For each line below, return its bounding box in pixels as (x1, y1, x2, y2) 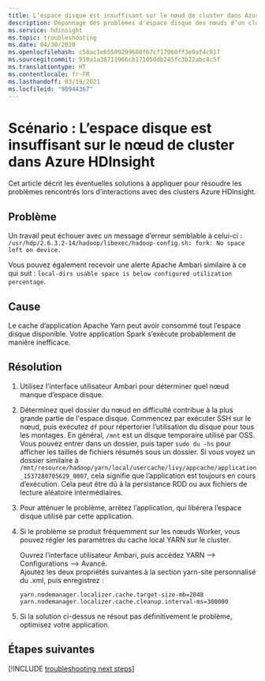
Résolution (8, 360, 62, 374)
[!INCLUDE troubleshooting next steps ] (8, 664, 135, 673)
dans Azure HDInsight (8, 152, 155, 171)
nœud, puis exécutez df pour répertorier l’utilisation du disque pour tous (19, 422, 255, 431)
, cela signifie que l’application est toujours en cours (86, 471, 256, 480)
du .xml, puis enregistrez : (19, 575, 104, 585)
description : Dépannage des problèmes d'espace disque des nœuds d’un (8, 19, 245, 27)
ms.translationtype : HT (8, 63, 87, 71)
